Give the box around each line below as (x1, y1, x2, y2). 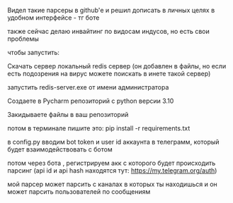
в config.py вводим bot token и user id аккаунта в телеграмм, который (7, 137, 220, 146)
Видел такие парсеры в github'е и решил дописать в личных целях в (7, 6, 215, 14)
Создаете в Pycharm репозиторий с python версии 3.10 (7, 97, 174, 105)
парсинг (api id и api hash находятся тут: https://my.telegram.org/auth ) (7, 166, 217, 175)
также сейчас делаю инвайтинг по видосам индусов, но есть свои (7, 27, 210, 35)
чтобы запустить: (7, 49, 60, 56)
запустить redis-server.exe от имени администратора (7, 83, 169, 91)
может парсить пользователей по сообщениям (7, 187, 151, 196)
